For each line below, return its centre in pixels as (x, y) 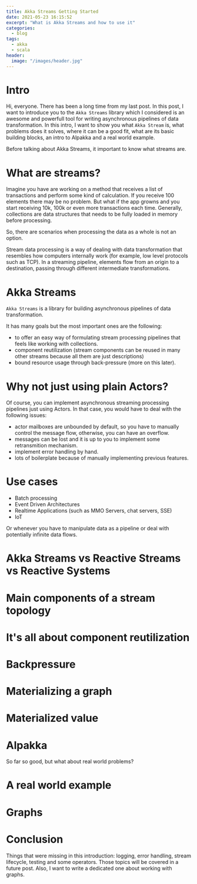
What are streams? (54, 173)
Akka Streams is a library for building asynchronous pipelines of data (89, 309)
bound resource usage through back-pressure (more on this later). (95, 362)
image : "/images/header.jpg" (47, 61)
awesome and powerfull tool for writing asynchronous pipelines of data (92, 119)
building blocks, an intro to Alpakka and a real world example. (81, 138)
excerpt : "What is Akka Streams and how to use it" (71, 22)
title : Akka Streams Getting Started (52, 11)
